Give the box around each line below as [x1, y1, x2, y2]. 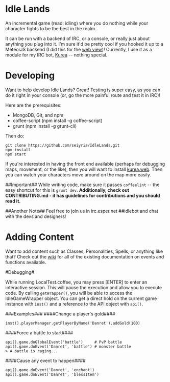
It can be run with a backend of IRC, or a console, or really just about [5, 35, 150, 42]
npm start [5, 152, 27, 157]
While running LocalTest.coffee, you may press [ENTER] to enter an [5, 279, 148, 285]
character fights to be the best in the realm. [5, 25, 96, 31]
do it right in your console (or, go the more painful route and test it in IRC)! [5, 92, 161, 98]
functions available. [5, 259, 46, 265]
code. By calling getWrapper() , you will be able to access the [5, 290, 133, 296]
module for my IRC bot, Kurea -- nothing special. [5, 52, 108, 58]
